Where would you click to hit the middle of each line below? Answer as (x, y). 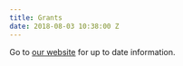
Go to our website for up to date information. (92, 52)
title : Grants (36, 18)
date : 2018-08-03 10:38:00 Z (64, 26)
